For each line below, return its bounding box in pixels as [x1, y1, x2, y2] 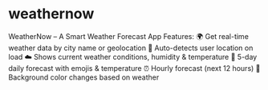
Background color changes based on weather [8, 72, 160, 82]
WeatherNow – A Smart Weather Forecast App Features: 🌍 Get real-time [8, 31, 249, 41]
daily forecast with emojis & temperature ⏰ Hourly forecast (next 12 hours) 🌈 [8, 63, 261, 72]
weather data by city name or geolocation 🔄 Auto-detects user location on [8, 43, 254, 53]
